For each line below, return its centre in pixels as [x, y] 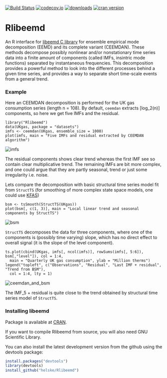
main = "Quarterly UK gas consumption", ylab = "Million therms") [80, 261]
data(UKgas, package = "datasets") [42, 127]
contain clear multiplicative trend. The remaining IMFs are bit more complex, [83, 164]
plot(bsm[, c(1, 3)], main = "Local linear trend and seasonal [72, 209]
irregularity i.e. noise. [27, 175]
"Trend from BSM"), [25, 269]
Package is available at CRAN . [36, 322]
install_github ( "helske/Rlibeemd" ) [42, 370]
